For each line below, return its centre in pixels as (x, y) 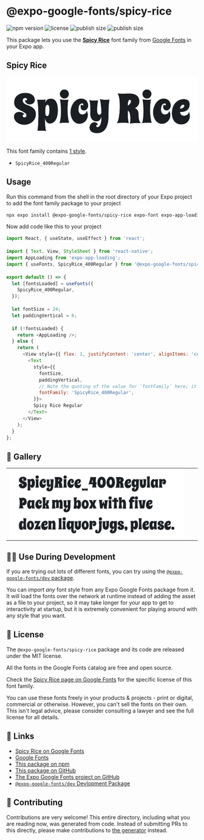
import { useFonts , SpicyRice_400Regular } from (69, 264)
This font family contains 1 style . (46, 151)
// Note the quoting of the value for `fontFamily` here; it (118, 386)
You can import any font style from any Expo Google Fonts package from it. (101, 590)
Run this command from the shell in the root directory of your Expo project (99, 197)
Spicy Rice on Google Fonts (49, 751)
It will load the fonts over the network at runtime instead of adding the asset (101, 596)
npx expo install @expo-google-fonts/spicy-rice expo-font (83, 215)
